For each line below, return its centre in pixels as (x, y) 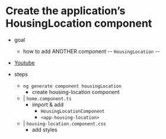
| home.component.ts (47, 98)
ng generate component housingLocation (72, 86)
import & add (47, 104)
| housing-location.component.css (64, 123)
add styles (44, 130)
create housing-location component (76, 92)
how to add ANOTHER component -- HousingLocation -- (92, 51)
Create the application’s (66, 11)
